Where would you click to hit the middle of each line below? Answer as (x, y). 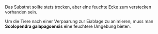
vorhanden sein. (21, 12)
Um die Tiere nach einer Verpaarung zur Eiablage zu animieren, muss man (79, 21)
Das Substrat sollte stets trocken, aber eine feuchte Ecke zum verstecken (78, 7)
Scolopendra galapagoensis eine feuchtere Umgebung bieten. (68, 26)
